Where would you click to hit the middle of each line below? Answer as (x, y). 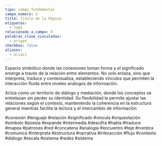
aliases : (14, 50)
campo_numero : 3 (21, 14)
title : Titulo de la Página (33, 18)
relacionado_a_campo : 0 (29, 32)
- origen (18, 41)
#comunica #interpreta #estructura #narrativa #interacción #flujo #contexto (81, 133)
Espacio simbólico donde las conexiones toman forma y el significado (74, 68)
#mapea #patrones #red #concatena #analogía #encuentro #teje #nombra (79, 128)
